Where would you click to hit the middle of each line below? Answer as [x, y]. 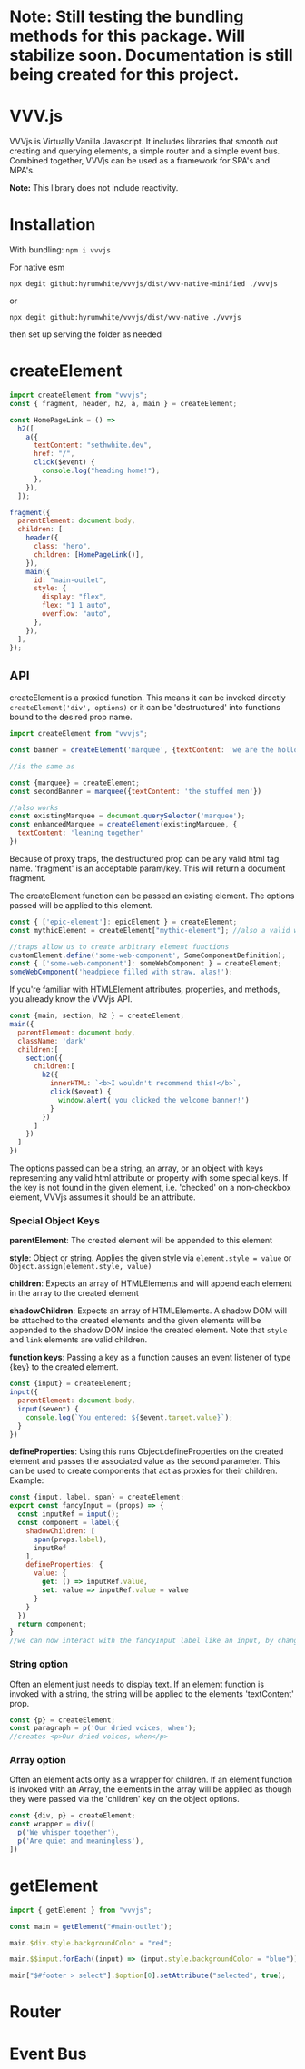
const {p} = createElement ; [63, 1720]
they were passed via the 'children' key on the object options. [125, 1799]
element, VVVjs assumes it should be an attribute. [103, 1197]
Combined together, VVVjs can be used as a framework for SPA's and [140, 161]
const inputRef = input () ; [69, 1514]
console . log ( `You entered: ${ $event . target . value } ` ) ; [129, 1417]
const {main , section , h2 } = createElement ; [97, 1016]
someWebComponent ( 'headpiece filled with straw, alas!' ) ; [121, 972]
